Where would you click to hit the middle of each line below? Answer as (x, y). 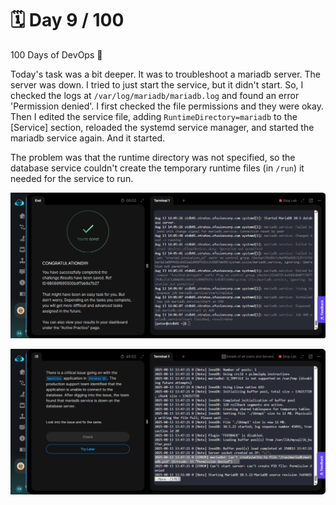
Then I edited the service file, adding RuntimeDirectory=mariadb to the (154, 116)
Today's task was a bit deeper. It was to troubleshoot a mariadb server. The (166, 74)
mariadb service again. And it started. (88, 138)
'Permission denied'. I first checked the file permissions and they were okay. (167, 106)
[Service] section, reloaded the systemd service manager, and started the (162, 127)
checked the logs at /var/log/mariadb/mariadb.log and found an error (155, 95)
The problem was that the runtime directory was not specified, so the (153, 157)
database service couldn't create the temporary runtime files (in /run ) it (157, 168)
